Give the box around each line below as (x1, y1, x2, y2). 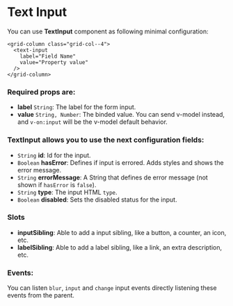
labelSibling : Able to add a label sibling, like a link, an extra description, (17, 243, 223, 251)
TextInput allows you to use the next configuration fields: (7, 135, 204, 145)
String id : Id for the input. (17, 151, 92, 159)
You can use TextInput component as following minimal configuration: (7, 27, 209, 35)
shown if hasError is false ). (17, 180, 97, 188)
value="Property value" (19, 58, 89, 66)
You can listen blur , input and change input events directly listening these (7, 284, 217, 292)
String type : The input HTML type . (17, 188, 118, 196)
